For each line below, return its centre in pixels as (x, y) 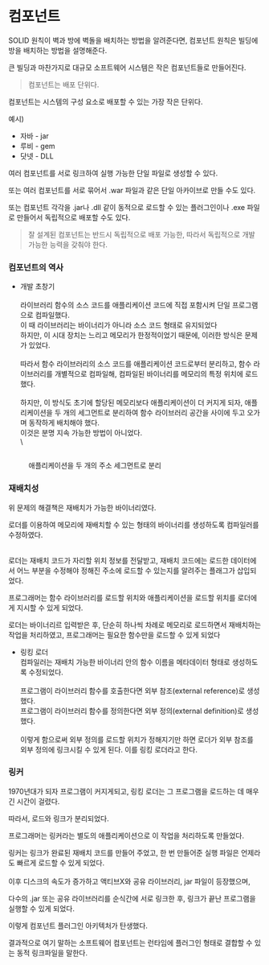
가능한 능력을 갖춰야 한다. (68, 244)
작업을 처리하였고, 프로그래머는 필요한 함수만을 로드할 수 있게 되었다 (114, 635)
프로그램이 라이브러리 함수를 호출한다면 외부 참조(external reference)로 (132, 691)
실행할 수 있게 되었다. (41, 908)
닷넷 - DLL (37, 156)
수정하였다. (26, 534)
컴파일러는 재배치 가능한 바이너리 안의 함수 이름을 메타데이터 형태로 (125, 662)
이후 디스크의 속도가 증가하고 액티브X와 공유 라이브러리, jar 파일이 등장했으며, (129, 881)
